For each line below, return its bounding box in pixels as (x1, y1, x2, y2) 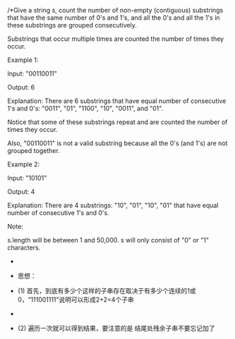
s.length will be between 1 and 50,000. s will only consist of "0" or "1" (7, 236, 210, 244)
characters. (7, 243, 41, 252)
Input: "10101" (7, 174, 47, 182)
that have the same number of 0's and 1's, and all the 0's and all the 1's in (7, 13, 220, 22)
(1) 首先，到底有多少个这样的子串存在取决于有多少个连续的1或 (17, 287, 196, 295)
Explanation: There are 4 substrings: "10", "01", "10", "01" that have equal (7, 201, 219, 209)
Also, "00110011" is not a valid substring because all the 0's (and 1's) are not (7, 139, 228, 147)
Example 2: (7, 160, 40, 168)
